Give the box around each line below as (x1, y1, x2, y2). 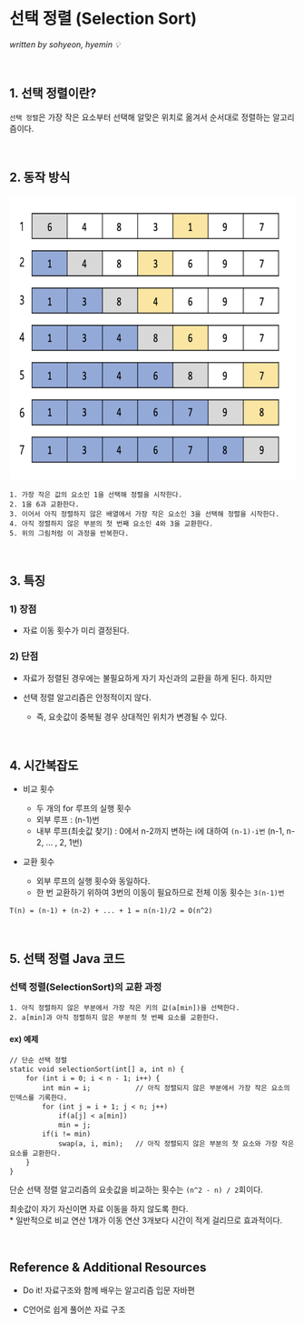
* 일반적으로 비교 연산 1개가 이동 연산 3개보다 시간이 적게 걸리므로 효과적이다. (9, 1215, 283, 1226)
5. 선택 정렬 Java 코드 (9, 951, 125, 967)
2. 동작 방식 (9, 170, 71, 185)
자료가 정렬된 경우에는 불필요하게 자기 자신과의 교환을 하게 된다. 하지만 (22, 672, 272, 683)
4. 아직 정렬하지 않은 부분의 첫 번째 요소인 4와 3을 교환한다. (9, 519, 213, 528)
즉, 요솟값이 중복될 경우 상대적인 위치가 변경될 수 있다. (35, 711, 228, 722)
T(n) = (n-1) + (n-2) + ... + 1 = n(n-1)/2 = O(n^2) (9, 907, 213, 916)
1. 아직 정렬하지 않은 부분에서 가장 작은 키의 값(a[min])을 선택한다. (9, 1004, 240, 1013)
